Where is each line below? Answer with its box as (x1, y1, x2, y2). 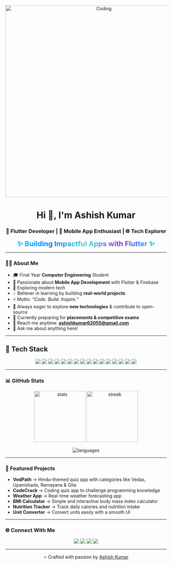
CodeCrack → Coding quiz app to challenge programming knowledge (12, 487, 160, 494)
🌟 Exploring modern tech (12, 284, 66, 290)
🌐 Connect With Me (5, 527, 55, 534)
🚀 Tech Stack (5, 345, 48, 353)
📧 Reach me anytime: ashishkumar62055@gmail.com (12, 320, 129, 326)
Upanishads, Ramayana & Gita (12, 482, 77, 488)
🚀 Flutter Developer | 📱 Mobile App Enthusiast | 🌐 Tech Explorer (6, 228, 166, 235)
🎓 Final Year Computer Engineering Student (12, 271, 109, 278)
